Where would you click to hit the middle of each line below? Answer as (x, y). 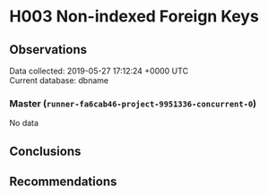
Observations (48, 50)
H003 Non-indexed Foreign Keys (134, 17)
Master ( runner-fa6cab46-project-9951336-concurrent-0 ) (133, 103)
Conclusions (45, 151)
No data (24, 123)
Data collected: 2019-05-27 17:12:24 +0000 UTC (99, 71)
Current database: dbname (59, 81)
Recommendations (63, 182)
